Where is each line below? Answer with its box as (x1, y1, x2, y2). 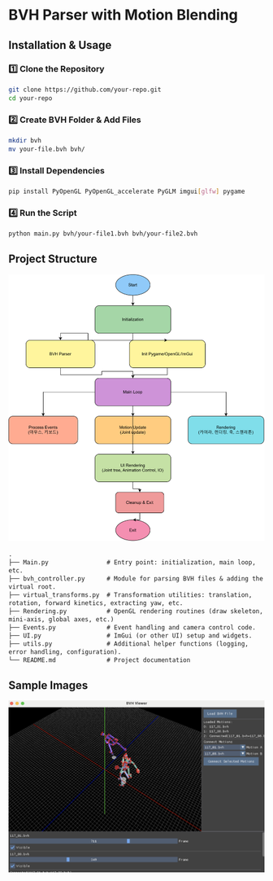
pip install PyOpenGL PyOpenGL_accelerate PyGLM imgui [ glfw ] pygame (8, 187, 245, 195)
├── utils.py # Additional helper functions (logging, (8, 640, 249, 648)
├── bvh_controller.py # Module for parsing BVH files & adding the (8, 575, 264, 583)
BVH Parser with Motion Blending (8, 6, 238, 24)
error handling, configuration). (8, 648, 122, 656)
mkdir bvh (8, 136, 42, 144)
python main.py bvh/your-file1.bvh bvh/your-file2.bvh (8, 230, 198, 238)
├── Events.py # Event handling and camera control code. (8, 624, 256, 632)
